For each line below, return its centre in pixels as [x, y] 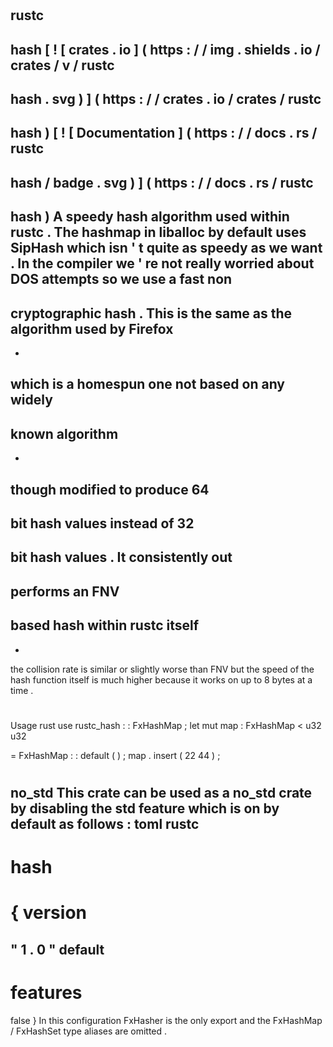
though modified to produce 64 [110, 489]
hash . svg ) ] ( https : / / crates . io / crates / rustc [166, 98]
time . [22, 690]
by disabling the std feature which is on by [145, 808]
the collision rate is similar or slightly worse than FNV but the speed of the [162, 669]
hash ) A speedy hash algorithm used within [150, 217]
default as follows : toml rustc [105, 823]
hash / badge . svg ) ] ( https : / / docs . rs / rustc [162, 182]
